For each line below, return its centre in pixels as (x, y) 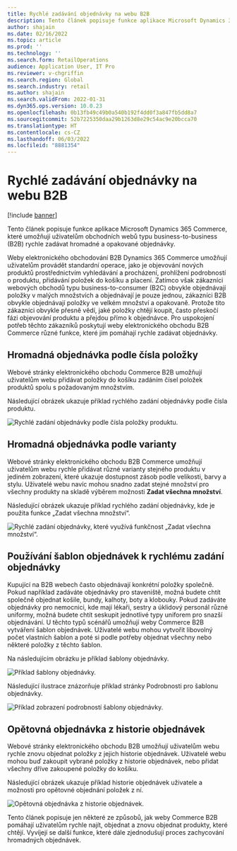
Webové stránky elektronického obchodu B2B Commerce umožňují (105, 462)
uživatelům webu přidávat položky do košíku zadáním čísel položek (105, 379)
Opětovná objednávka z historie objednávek (107, 729)
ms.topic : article (34, 40)
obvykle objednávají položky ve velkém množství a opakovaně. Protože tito (116, 303)
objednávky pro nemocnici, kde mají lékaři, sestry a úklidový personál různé (117, 607)
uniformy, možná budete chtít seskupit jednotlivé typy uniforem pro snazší (115, 615)
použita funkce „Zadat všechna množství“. (69, 513)
